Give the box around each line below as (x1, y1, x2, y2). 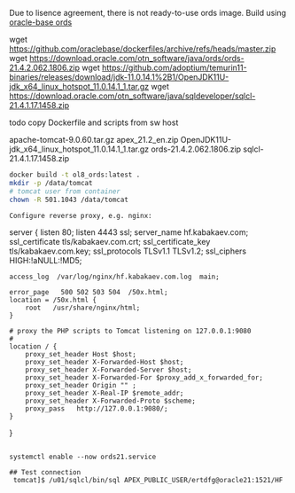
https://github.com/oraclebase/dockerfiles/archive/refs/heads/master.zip (9, 43, 276, 54)
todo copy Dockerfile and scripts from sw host (9, 117, 179, 128)
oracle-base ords (9, 17, 73, 27)
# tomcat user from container (9, 186, 121, 196)
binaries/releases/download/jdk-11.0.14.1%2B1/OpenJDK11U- (9, 72, 229, 82)
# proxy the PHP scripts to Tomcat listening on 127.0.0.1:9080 (9, 327, 252, 336)
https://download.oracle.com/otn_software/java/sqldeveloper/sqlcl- (9, 90, 256, 101)
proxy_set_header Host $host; (25, 350, 137, 359)
